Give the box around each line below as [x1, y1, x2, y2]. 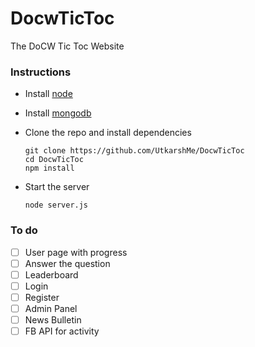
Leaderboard [24, 268, 79, 281]
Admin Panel [24, 302, 78, 314]
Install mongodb [24, 107, 92, 119]
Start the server [24, 181, 90, 193]
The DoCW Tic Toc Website [10, 40, 125, 52]
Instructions [10, 65, 72, 79]
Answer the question [24, 257, 111, 269]
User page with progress [24, 246, 128, 258]
